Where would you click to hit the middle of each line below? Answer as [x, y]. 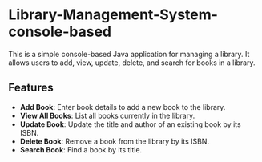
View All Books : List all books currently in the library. [107, 115]
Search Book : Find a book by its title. [81, 149]
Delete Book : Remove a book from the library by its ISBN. [115, 141]
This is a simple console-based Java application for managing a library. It [129, 54]
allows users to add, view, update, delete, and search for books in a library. [132, 63]
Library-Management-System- [113, 15]
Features [31, 88]
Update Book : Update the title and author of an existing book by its [131, 124]
